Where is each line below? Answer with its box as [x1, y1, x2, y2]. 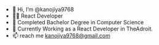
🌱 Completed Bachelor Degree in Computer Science [12, 19, 144, 26]
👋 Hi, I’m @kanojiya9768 [12, 6, 74, 13]
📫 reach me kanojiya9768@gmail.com [12, 32, 111, 39]
